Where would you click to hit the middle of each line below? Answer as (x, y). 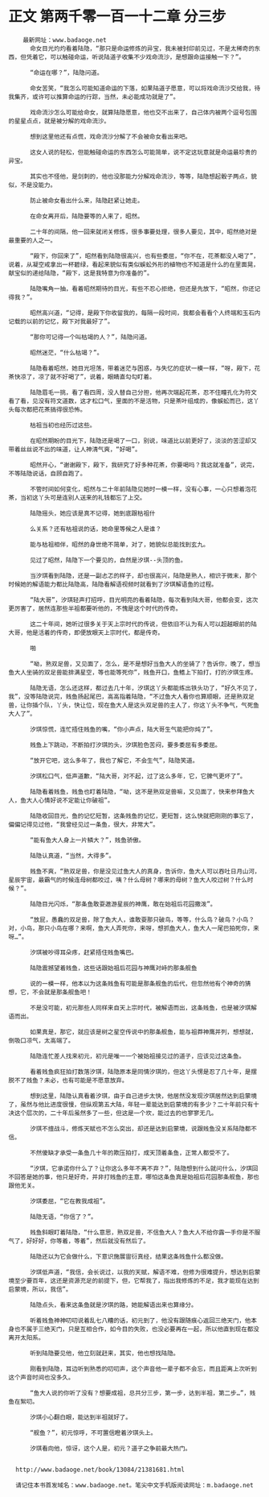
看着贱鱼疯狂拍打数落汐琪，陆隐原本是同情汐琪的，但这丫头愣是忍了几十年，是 (140, 1072)
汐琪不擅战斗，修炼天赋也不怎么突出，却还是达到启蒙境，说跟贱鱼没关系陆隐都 (140, 1129)
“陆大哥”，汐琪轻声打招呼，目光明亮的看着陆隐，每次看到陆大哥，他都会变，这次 (144, 600)
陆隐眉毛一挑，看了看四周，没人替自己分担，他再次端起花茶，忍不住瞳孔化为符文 (143, 392)
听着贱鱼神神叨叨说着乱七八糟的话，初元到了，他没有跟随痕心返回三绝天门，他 (140, 1321)
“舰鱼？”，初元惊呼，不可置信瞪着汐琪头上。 (93, 1433)
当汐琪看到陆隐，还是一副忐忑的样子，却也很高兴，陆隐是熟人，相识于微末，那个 (143, 576)
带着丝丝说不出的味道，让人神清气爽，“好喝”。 (75, 449)
